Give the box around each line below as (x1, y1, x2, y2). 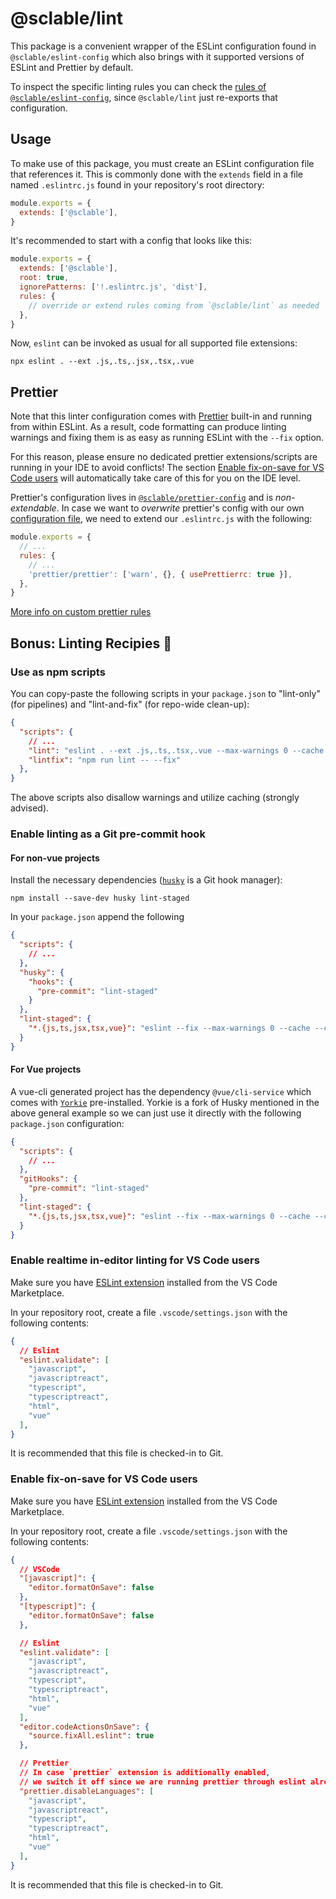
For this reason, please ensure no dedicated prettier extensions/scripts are (10, 451, 318, 463)
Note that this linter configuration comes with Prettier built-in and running (10, 410, 312, 422)
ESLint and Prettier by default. (10, 61, 134, 73)
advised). (10, 802, 50, 814)
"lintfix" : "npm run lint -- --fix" (28, 755, 182, 765)
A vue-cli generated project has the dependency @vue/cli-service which (10, 1085, 312, 1097)
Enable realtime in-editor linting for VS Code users (10, 1253, 260, 1267)
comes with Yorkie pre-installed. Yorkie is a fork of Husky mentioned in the (10, 1096, 320, 1108)
